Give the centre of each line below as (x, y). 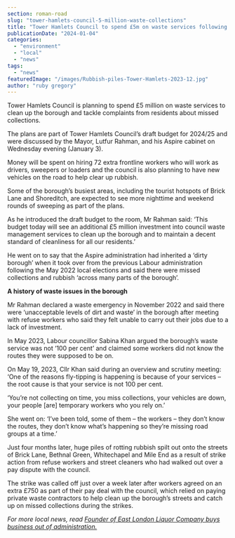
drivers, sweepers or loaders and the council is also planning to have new (114, 170)
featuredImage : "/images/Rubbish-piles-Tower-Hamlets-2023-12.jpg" (108, 79)
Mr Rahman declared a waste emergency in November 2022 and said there (116, 305)
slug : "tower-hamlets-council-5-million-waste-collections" (97, 20)
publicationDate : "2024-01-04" (53, 33)
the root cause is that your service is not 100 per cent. (85, 384)
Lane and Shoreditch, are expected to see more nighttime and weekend (110, 199)
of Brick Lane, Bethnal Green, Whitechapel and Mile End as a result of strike (117, 455)
